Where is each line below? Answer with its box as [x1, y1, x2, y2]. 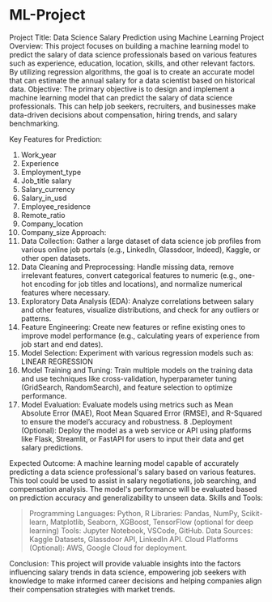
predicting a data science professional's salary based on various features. [9, 467, 256, 476]
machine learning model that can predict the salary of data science [9, 92, 233, 102]
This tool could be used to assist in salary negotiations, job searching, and [9, 476, 257, 485]
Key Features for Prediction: [9, 134, 102, 143]
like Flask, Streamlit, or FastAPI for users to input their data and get [20, 433, 244, 443]
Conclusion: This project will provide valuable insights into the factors [9, 558, 241, 568]
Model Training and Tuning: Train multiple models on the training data [20, 365, 253, 374]
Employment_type [20, 167, 82, 177]
